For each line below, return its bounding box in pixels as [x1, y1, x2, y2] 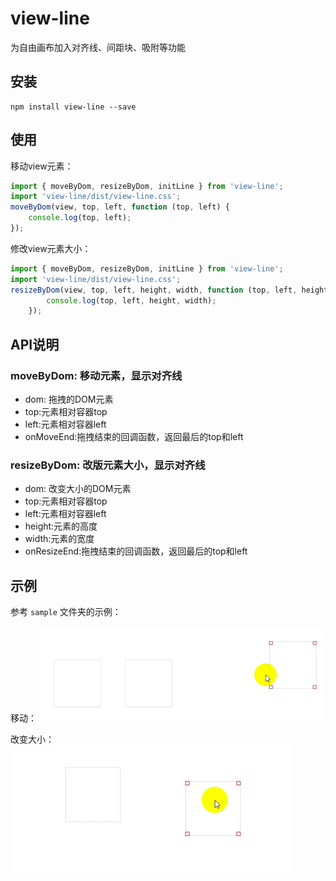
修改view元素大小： [10, 242, 92, 254]
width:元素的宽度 [24, 533, 95, 545]
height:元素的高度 [24, 520, 98, 532]
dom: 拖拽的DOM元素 [24, 393, 114, 405]
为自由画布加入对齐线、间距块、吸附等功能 [10, 41, 186, 53]
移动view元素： [10, 160, 74, 172]
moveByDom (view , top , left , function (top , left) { [10, 202, 230, 212]
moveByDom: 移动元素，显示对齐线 [10, 368, 183, 382]
